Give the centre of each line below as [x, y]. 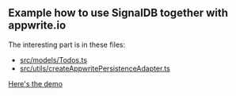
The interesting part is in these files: [67, 44]
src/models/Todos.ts [53, 60]
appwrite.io [37, 26]
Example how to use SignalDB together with [118, 13]
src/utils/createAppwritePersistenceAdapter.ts [95, 68]
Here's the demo [36, 83]
